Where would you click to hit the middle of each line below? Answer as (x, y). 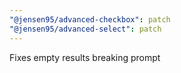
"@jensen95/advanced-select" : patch (85, 29)
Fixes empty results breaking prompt (85, 57)
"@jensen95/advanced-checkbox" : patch (90, 19)
